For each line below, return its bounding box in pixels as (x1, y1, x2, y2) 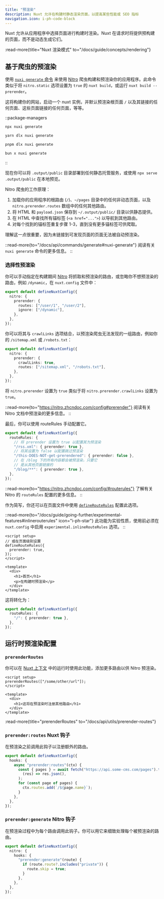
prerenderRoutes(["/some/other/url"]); (5, 679, 86, 684)
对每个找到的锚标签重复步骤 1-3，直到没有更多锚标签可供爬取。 (12, 221, 140, 227)
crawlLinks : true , (18, 360, 56, 365)
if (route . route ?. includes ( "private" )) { (22, 862, 108, 867)
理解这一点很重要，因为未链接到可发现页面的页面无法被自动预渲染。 (5, 231, 142, 237)
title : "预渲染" (5, 7, 36, 12)
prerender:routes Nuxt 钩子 (5, 732, 70, 739)
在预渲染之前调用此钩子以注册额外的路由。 (5, 743, 91, 749)
